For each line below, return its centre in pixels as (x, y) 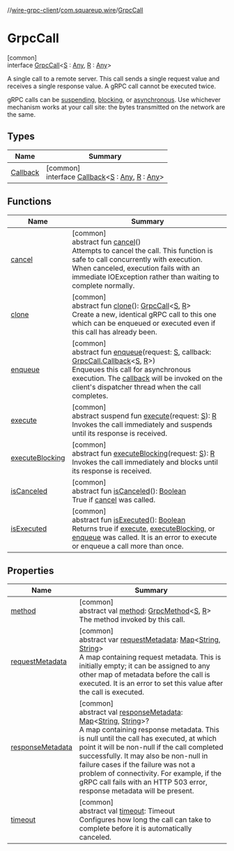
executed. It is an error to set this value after (151, 683)
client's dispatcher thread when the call (136, 387)
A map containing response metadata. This (149, 730)
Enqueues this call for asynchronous (132, 369)
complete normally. (103, 285)
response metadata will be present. (136, 791)
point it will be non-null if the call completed (151, 748)
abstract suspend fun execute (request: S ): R (145, 415)
